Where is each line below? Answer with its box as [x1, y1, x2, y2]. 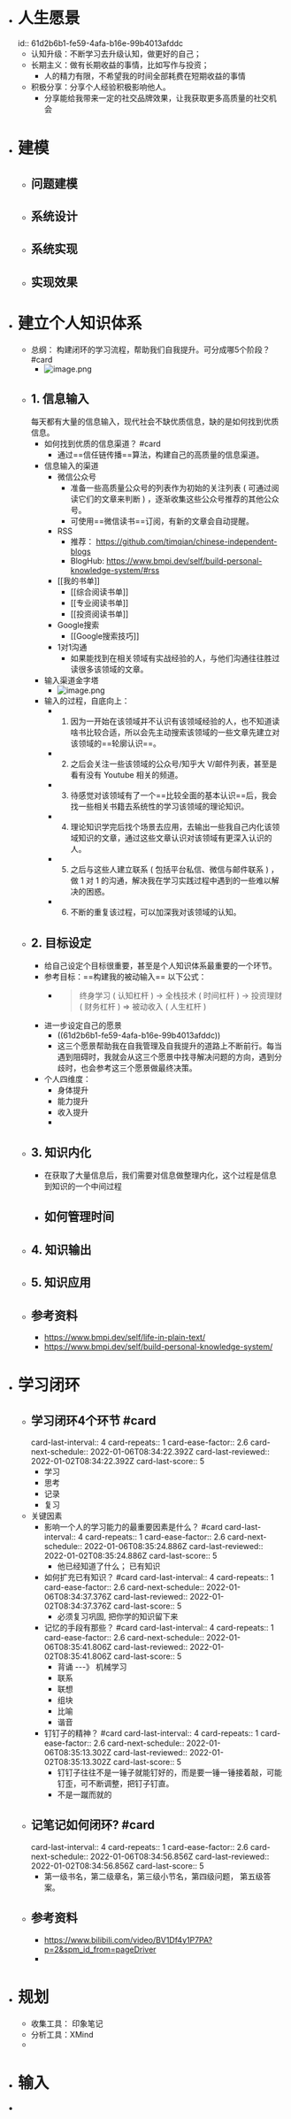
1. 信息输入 [30, 391, 89, 407]
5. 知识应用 [30, 1275, 91, 1290]
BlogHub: [70, 556, 104, 566]
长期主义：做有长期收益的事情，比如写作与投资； [30, 59, 210, 70]
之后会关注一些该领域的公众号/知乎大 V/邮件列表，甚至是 [70, 758, 277, 770]
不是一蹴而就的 [57, 1789, 112, 1800]
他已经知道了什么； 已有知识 [57, 1561, 161, 1571]
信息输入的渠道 [43, 461, 99, 472]
